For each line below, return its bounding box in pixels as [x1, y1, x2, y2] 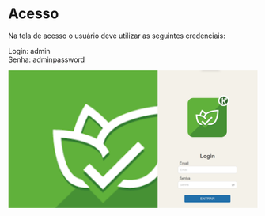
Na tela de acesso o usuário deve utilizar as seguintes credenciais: [8, 31, 225, 40]
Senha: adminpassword [8, 55, 85, 64]
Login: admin [8, 46, 51, 55]
